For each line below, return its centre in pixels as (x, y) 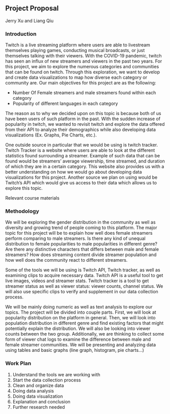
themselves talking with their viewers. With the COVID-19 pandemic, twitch (83, 56)
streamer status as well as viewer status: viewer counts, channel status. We (84, 286)
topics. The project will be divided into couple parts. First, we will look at (81, 312)
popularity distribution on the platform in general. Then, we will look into (80, 318)
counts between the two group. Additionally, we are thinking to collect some (85, 334)
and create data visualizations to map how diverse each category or (76, 77)
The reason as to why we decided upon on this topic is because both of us (83, 114)
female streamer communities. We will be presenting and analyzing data (81, 345)
